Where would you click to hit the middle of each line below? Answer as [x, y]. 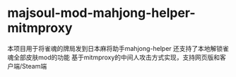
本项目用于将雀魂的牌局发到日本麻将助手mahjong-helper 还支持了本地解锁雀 [118, 48]
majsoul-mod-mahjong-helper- [101, 13]
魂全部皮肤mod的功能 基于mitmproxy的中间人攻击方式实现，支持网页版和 [114, 57]
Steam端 [35, 66]
